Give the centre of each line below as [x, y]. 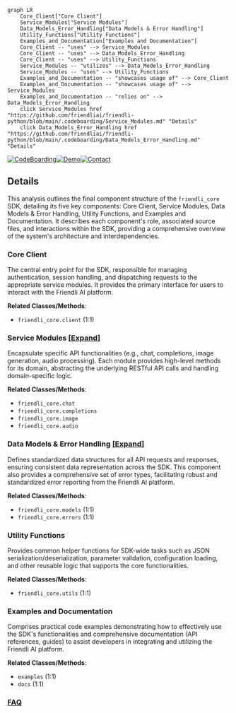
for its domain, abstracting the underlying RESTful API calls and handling [113, 368]
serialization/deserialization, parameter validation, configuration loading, [113, 558]
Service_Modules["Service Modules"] [74, 23]
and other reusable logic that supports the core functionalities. [98, 566]
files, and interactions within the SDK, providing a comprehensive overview [117, 228]
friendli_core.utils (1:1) [54, 593]
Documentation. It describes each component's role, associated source [111, 221]
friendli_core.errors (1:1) [56, 517]
